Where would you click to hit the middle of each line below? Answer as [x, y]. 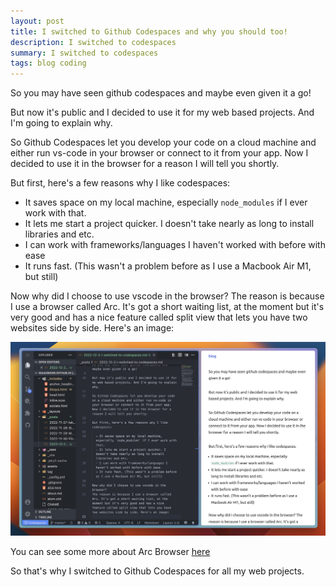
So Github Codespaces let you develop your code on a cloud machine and [163, 142]
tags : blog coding [48, 63]
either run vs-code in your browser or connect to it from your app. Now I [159, 153]
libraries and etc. [59, 234]
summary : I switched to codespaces [84, 53]
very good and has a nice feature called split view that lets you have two [159, 317]
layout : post [37, 21]
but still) [41, 277]
